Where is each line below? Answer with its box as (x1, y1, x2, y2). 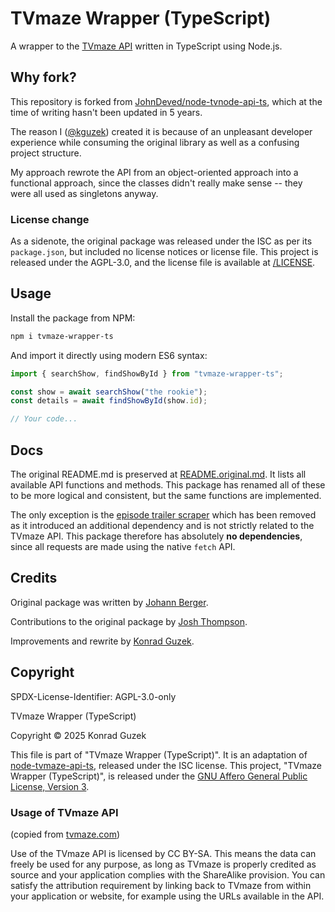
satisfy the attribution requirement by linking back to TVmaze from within (10, 879, 312, 891)
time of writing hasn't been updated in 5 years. (10, 106, 203, 118)
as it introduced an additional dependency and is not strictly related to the (10, 520, 315, 532)
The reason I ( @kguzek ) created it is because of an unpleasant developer (10, 125, 313, 137)
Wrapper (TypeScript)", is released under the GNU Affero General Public (10, 770, 308, 782)
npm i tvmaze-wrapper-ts (10, 331, 114, 341)
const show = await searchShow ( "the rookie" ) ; (10, 387, 208, 397)
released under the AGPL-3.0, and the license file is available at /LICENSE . (10, 257, 316, 269)
